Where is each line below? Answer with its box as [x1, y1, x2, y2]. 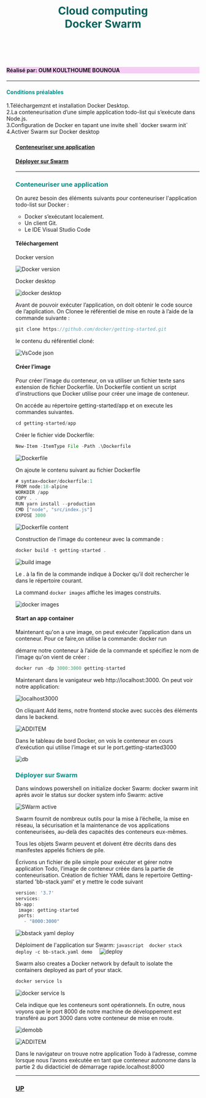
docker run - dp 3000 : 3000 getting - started [15, 665, 126, 671]
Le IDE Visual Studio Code [24, 225, 91, 233]
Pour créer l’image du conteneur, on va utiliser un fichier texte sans [15, 377, 185, 384]
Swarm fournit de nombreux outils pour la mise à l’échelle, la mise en [15, 815, 189, 822]
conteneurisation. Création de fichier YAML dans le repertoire [15, 871, 170, 879]
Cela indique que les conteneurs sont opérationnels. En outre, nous [15, 1002, 186, 1009]
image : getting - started [18, 907, 79, 913]
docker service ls [15, 978, 63, 984]
